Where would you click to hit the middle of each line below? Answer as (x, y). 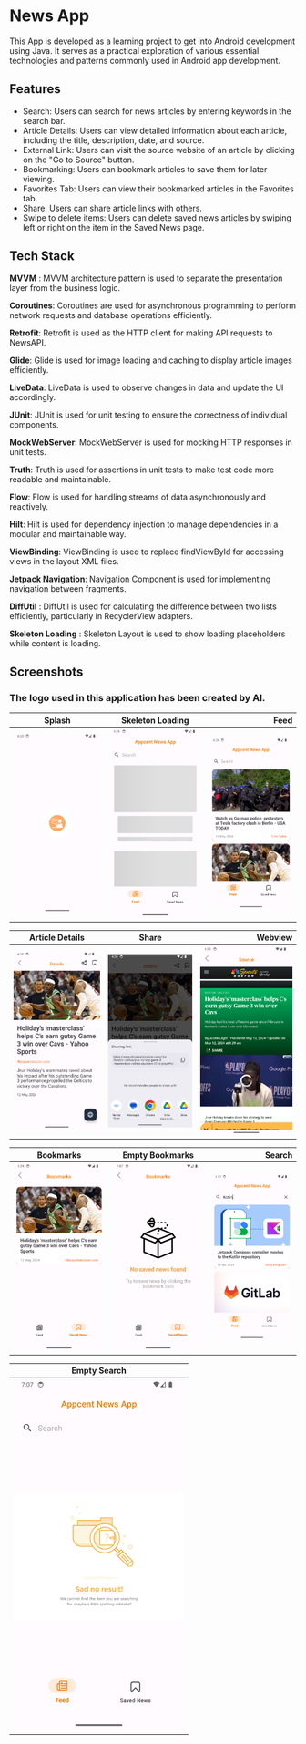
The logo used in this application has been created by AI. (138, 697)
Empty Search (99, 1371)
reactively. (29, 506)
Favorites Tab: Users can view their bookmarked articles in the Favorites (158, 189)
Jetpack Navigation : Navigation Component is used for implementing (140, 579)
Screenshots (46, 671)
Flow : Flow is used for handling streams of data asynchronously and (138, 497)
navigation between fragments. (68, 588)
